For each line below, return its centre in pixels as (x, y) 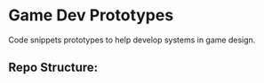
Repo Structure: (53, 68)
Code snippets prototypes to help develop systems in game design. (132, 40)
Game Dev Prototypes (91, 15)
